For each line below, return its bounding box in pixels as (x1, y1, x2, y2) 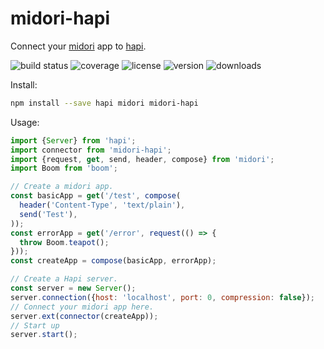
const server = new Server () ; (10, 283, 137, 294)
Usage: (10, 116, 40, 128)
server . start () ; (10, 330, 78, 340)
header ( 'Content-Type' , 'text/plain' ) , (19, 200, 186, 211)
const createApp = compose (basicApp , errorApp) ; (10, 256, 217, 266)
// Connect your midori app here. (10, 302, 155, 312)
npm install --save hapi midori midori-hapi (10, 98, 199, 108)
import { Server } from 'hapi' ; (10, 135, 137, 146)
